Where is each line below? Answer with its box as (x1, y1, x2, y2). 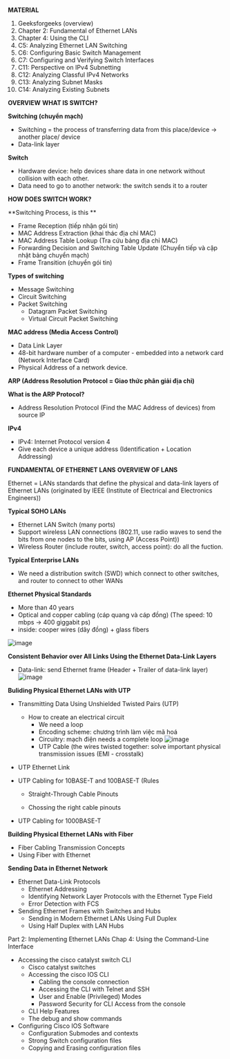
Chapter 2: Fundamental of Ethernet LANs (17, 27, 137, 35)
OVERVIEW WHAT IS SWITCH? (8, 99, 98, 106)
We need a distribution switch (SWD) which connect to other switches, (17, 569, 220, 578)
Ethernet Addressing (28, 885, 87, 893)
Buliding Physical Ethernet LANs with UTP (8, 687, 131, 694)
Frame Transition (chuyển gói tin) (17, 258, 113, 267)
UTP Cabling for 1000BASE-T (17, 817, 102, 825)
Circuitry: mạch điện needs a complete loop (38, 735, 164, 743)
